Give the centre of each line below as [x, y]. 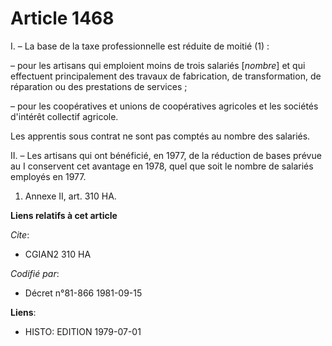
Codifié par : [35, 273]
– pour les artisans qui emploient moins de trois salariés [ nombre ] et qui [158, 65]
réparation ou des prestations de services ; [99, 86]
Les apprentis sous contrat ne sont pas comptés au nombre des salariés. [160, 136]
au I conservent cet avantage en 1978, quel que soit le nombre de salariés [162, 166]
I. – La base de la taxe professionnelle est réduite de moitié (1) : [140, 46]
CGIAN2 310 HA [58, 254]
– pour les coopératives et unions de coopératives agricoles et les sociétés [164, 106]
